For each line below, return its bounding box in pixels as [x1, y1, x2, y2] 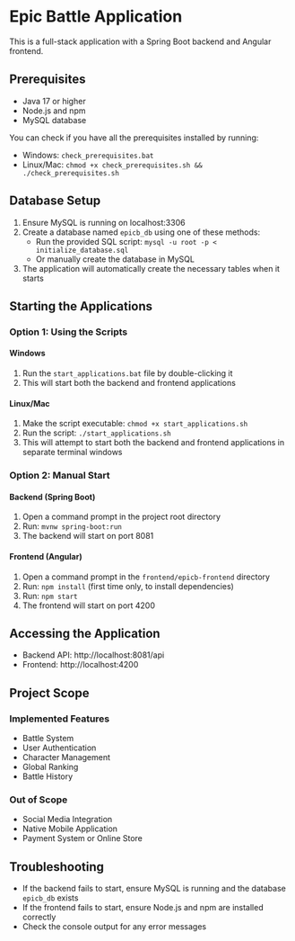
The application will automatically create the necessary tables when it [22, 263, 281, 273]
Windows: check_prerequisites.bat [22, 149, 154, 160]
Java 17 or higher [22, 95, 87, 106]
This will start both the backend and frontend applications [22, 378, 236, 389]
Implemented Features [9, 712, 110, 725]
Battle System [22, 733, 74, 744]
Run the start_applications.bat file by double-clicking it [22, 368, 233, 379]
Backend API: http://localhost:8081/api [22, 650, 165, 660]
